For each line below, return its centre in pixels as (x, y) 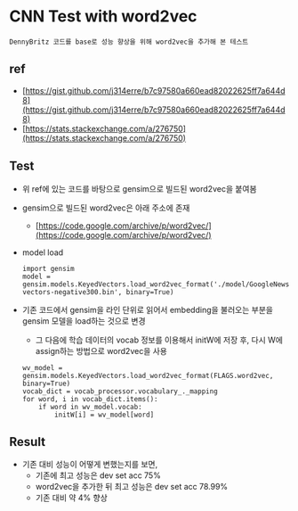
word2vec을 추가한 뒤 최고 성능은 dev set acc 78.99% (132, 487)
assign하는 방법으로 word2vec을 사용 (101, 350)
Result (28, 442)
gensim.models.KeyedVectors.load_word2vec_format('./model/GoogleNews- (157, 284)
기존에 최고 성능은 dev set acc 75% (98, 475)
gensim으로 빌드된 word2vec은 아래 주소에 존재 (106, 208)
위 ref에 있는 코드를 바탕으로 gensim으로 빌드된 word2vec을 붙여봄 (139, 188)
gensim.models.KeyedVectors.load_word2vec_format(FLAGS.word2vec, (148, 375)
